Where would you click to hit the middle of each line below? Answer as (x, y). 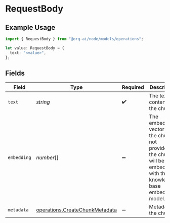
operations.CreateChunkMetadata (77, 210)
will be (157, 161)
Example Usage (30, 27)
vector (157, 129)
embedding (19, 158)
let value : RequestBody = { (35, 48)
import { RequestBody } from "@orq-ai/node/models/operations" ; (74, 39)
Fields (15, 73)
